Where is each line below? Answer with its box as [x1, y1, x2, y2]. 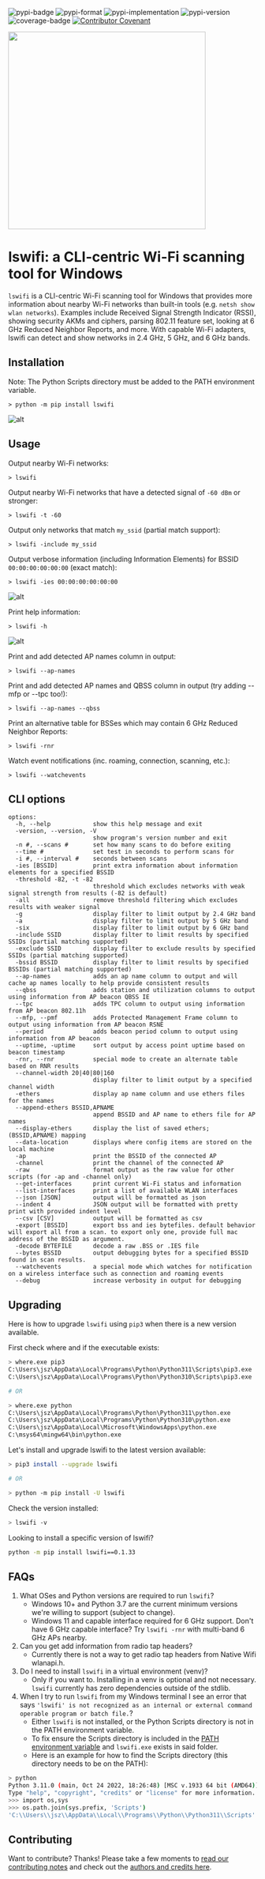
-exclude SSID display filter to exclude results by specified [15, 945, 256, 953]
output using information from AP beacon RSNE [8, 1021, 164, 1029]
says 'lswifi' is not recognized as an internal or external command [19, 1700, 252, 1710]
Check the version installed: [8, 1503, 99, 1513]
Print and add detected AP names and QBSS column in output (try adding [8, 681, 247, 690]
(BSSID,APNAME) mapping [8, 1131, 87, 1140]
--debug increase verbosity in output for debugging [15, 1277, 242, 1285]
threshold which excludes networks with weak [92, 882, 245, 891]
